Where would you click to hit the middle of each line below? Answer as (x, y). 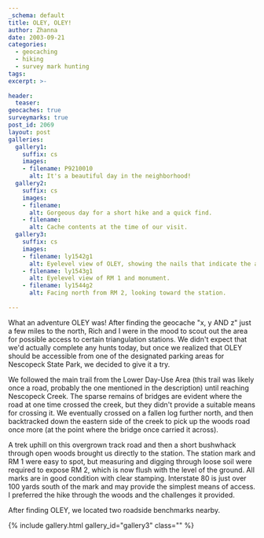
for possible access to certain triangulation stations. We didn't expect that (128, 339)
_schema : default (37, 15)
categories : (27, 45)
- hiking (29, 60)
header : (21, 96)
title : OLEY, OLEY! (40, 23)
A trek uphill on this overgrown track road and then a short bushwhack (122, 445)
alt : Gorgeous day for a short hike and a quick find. (121, 213)
